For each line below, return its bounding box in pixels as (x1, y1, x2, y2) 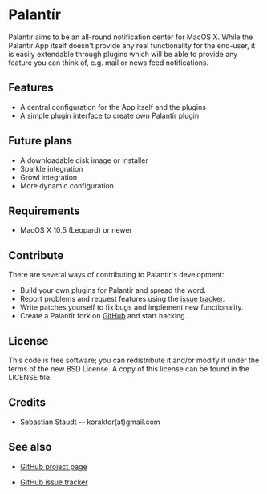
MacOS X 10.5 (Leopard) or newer (19, 225, 132, 235)
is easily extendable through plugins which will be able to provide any (8, 49, 238, 59)
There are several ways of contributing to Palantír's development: (8, 270, 225, 280)
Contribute (8, 249, 64, 262)
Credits (8, 395, 47, 410)
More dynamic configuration (19, 180, 115, 190)
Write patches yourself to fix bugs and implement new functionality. (19, 302, 244, 312)
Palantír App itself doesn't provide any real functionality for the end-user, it (8, 40, 256, 50)
